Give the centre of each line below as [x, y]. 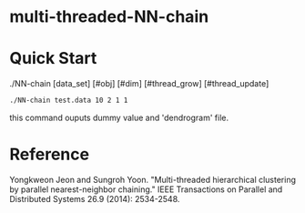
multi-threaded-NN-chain [109, 17]
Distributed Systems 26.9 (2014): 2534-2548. [95, 198]
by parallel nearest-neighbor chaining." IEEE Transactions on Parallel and [146, 189]
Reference [49, 154]
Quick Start [53, 59]
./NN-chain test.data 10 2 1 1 [69, 101]
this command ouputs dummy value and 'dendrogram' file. [119, 117]
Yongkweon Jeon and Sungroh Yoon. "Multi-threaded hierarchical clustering [153, 179]
